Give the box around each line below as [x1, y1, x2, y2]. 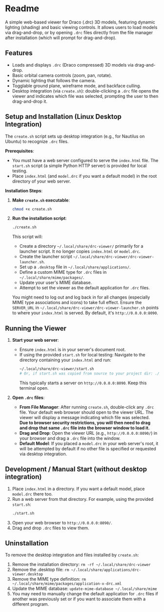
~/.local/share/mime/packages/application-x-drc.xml [12, 581, 122, 587]
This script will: [12, 234, 43, 240]
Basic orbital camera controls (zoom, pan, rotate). [12, 72, 112, 78]
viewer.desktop [12, 572, 43, 577]
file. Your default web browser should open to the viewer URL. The [19, 409, 154, 415]
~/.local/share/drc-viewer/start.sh [19, 367, 94, 372]
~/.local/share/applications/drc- [71, 567, 142, 573]
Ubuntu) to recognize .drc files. [5, 138, 69, 144]
